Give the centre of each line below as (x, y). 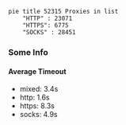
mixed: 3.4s (39, 89)
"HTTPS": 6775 (46, 25)
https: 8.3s (37, 106)
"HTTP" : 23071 (48, 18)
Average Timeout (37, 71)
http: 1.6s (34, 98)
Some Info (29, 52)
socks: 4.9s (38, 115)
